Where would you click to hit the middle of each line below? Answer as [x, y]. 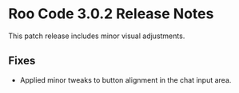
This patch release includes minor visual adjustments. [97, 36]
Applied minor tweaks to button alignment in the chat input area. [125, 79]
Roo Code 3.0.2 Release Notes [111, 14]
